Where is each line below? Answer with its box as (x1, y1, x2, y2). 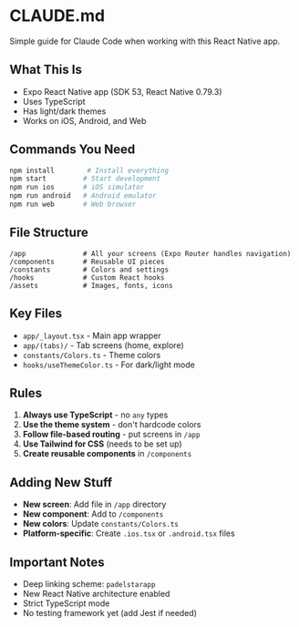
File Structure (9, 225, 88, 241)
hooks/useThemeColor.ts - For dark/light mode (22, 359, 196, 370)
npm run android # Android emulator (9, 191, 157, 200)
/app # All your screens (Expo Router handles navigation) (9, 249, 292, 258)
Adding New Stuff (9, 475, 113, 490)
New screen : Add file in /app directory (22, 499, 167, 510)
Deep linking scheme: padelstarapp (22, 579, 156, 589)
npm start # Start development (9, 174, 161, 183)
